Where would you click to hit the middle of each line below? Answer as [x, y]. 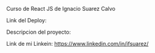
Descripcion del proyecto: [39, 32]
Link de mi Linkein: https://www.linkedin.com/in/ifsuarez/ [77, 44]
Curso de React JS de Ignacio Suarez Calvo [61, 9]
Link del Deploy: [26, 20]
